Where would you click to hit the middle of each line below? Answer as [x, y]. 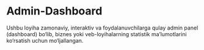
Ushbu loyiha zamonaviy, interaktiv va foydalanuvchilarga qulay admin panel [102, 28]
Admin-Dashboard [54, 11]
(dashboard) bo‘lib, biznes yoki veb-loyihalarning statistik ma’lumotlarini [97, 34]
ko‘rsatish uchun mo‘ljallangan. [45, 40]
